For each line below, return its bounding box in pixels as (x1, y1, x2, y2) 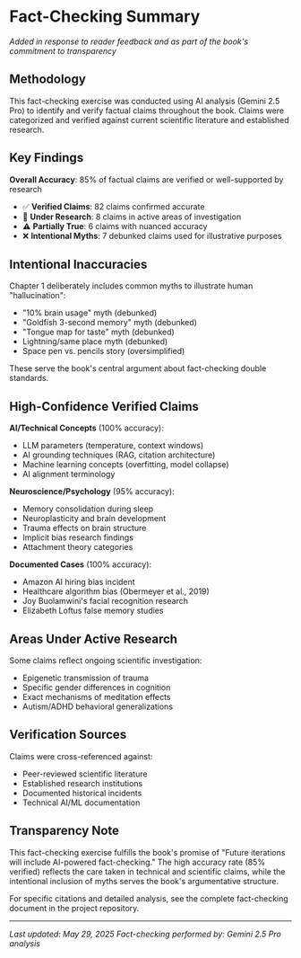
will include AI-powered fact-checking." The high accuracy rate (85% (9, 856, 266, 867)
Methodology (9, 72, 87, 87)
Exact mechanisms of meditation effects (21, 692, 171, 702)
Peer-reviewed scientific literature (21, 768, 148, 779)
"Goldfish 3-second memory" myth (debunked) (21, 317, 197, 328)
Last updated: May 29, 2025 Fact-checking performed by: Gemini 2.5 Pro (9, 928, 282, 939)
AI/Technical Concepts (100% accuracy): (9, 422, 164, 433)
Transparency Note (9, 823, 119, 838)
